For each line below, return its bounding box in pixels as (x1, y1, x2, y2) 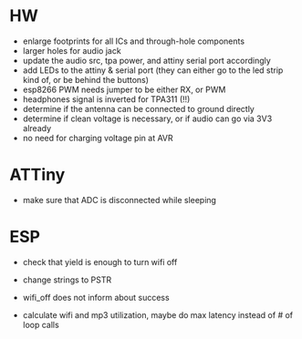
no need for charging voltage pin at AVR (22, 132, 173, 143)
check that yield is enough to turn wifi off (22, 256, 178, 267)
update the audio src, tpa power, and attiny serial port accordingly (22, 55, 271, 66)
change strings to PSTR (22, 274, 112, 285)
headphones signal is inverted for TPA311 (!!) (22, 93, 191, 105)
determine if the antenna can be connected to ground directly (22, 103, 255, 114)
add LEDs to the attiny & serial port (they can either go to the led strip (22, 65, 284, 76)
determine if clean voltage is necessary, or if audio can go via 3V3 (22, 113, 273, 124)
